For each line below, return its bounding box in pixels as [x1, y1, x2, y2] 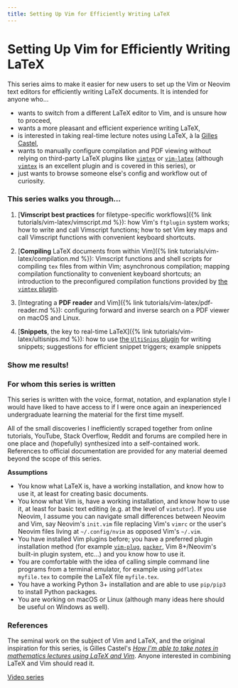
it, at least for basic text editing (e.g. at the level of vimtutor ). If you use [17, 505, 227, 513]
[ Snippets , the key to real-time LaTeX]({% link [17, 327, 153, 335]
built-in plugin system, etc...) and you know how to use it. [17, 550, 186, 559]
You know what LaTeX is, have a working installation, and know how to [17, 482, 225, 490]
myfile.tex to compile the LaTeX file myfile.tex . [17, 573, 159, 581]
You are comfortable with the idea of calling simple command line [17, 557, 210, 566]
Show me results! [7, 360, 69, 370]
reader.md [17, 306, 48, 314]
